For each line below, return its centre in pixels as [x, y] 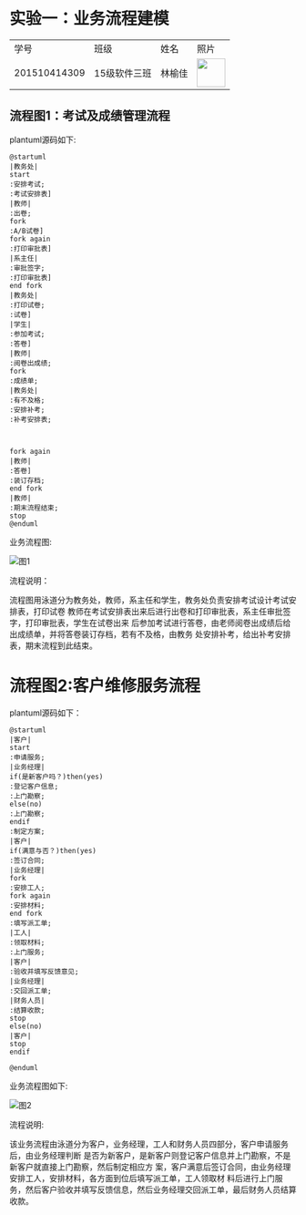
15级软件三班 [123, 73]
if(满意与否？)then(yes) [53, 850]
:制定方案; [27, 831]
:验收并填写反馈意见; [44, 972]
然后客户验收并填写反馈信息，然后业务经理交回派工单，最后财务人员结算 [161, 1189]
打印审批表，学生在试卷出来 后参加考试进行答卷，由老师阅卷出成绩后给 [158, 623]
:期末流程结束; [34, 508]
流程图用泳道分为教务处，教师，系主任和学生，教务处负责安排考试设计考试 [149, 600]
